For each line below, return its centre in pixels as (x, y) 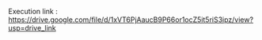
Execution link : (33, 11)
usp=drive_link (32, 28)
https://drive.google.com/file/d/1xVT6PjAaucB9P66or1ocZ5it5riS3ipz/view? (131, 20)
